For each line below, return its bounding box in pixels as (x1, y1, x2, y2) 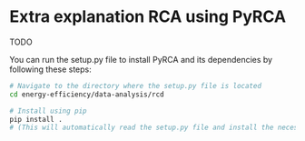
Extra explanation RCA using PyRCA (9, 6, 287, 27)
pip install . (9, 115, 64, 124)
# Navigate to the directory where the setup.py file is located (9, 81, 261, 90)
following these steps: (9, 64, 93, 75)
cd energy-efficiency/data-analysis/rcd (9, 89, 165, 99)
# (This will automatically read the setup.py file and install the (9, 123, 274, 133)
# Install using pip (9, 106, 88, 116)
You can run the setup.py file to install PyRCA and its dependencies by (9, 54, 273, 65)
